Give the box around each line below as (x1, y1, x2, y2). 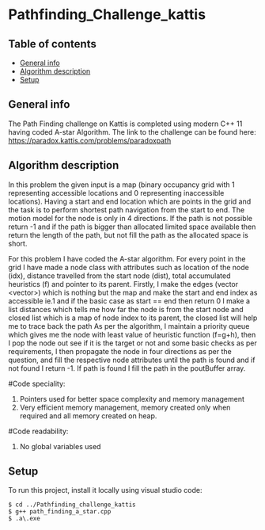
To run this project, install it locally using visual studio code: (8, 486, 203, 495)
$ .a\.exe (8, 515, 41, 523)
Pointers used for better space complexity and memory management (19, 394, 245, 403)
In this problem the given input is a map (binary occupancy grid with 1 (8, 180, 235, 189)
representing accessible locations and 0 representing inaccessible (8, 188, 225, 197)
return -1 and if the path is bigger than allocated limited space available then (8, 222, 256, 231)
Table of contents (8, 37, 97, 51)
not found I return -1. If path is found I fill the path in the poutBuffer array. (8, 363, 246, 373)
